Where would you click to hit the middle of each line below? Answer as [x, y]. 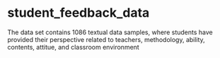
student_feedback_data [79, 13]
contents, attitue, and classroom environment [73, 47]
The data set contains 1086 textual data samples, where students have [110, 32]
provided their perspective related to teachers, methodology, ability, [106, 39]
